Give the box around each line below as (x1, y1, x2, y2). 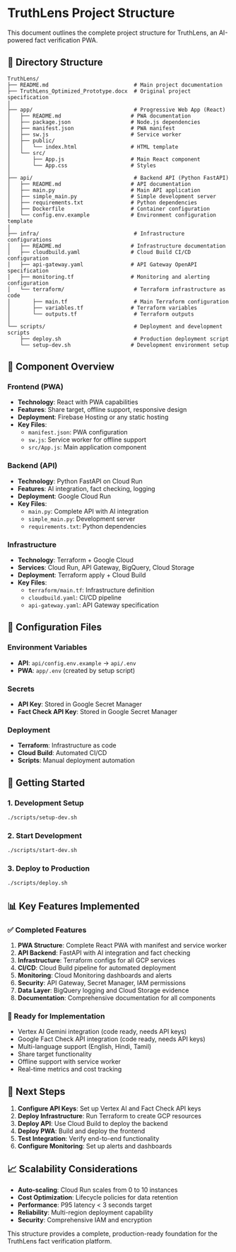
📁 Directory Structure (7, 57, 104, 69)
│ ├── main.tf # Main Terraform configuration (7, 298, 230, 305)
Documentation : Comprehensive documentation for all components (17, 993, 216, 1002)
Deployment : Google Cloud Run (17, 492, 112, 500)
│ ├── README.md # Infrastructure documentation (7, 242, 226, 249)
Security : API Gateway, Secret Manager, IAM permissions (17, 978, 186, 987)
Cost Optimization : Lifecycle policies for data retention (17, 1193, 179, 1201)
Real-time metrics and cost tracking (17, 1065, 122, 1074)
